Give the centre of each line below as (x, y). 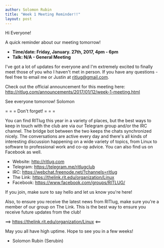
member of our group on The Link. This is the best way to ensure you (76, 207)
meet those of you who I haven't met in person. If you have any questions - (82, 72)
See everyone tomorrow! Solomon (40, 102)
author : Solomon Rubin (28, 10)
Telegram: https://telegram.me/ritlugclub (54, 167)
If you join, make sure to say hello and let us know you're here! (69, 192)
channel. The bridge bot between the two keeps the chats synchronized (78, 131)
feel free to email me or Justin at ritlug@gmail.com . (57, 77)
